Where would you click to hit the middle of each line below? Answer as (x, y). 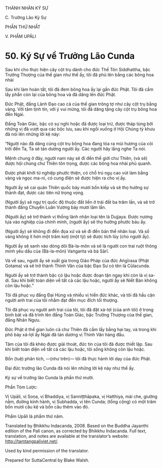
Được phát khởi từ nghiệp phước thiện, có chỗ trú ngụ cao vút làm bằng (77, 173)
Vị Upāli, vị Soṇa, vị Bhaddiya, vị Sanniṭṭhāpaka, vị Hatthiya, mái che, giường (81, 396)
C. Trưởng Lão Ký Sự (26, 17)
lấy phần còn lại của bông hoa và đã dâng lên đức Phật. (61, 94)
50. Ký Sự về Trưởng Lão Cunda (70, 56)
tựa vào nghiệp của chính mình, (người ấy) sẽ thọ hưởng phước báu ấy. (76, 222)
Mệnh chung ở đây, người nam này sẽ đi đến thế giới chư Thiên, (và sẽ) (76, 158)
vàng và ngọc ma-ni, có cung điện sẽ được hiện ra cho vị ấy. (66, 178)
